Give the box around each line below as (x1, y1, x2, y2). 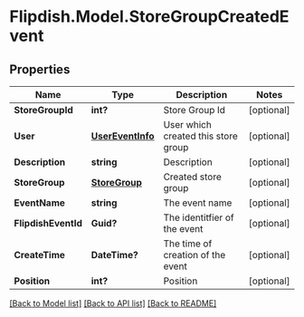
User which (163, 119, 213, 130)
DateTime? (90, 249, 138, 261)
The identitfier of (163, 211, 234, 224)
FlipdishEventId (14, 217, 83, 229)
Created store (163, 170, 222, 183)
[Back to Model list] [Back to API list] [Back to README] (9, 298, 217, 309)
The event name (163, 197, 233, 209)
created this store (163, 130, 238, 142)
